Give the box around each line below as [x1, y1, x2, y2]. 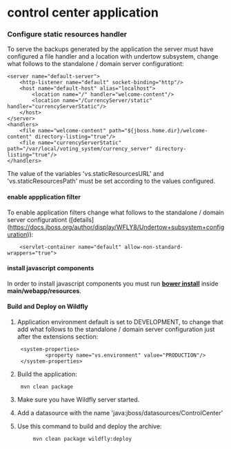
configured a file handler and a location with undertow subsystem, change [7, 52, 219, 61]
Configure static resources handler [7, 30, 128, 39]
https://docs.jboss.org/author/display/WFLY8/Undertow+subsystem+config [9, 223, 225, 231]
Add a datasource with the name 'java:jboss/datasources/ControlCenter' [17, 409, 223, 417]
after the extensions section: [17, 332, 99, 341]
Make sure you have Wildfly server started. [17, 395, 140, 404]
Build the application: [17, 370, 77, 379]
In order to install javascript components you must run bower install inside [7, 279, 219, 288]
